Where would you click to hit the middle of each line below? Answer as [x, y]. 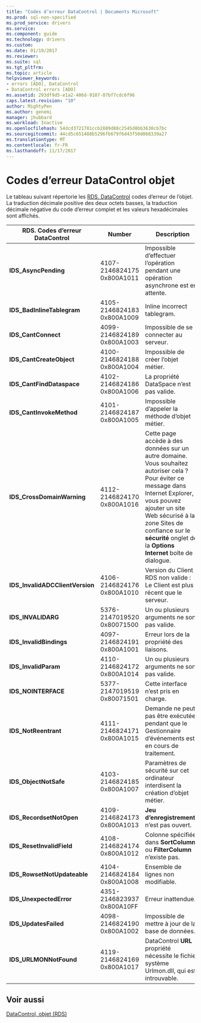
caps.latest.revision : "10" [41, 100]
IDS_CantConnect [35, 335]
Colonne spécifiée [170, 835]
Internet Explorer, [170, 493]
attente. [156, 293]
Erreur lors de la [167, 634]
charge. [156, 699]
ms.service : [21, 28]
